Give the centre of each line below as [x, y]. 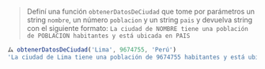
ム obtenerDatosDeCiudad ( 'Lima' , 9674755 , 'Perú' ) [92, 50]
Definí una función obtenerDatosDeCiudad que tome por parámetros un [140, 11]
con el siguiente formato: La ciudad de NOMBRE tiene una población [137, 28]
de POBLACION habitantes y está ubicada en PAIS [108, 36]
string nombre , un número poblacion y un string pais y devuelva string [140, 20]
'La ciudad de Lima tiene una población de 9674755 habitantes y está [126, 57]
